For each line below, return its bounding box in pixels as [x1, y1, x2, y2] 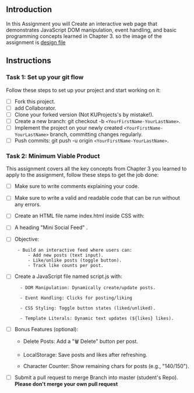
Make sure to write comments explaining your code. [14, 183, 140, 190]
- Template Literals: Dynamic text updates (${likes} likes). [20, 315, 174, 321]
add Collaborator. [14, 105, 57, 112]
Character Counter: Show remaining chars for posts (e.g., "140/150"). [23, 362, 189, 370]
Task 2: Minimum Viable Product [6, 152, 100, 160]
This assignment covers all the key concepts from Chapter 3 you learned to [6, 165, 187, 172]
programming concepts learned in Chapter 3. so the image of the [6, 32, 162, 40]
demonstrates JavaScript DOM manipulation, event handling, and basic [6, 26, 177, 33]
